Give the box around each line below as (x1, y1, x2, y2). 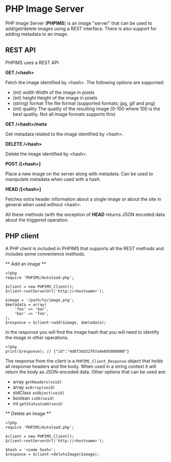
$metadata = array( (5, 302, 47, 307)
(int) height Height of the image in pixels (12, 94, 98, 101)
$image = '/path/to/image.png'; (5, 297, 74, 303)
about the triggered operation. (5, 216, 69, 223)
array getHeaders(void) (12, 378, 62, 385)
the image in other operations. (5, 334, 69, 340)
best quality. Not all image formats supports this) (12, 111, 116, 117)
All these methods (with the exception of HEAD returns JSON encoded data (5, 211, 165, 217)
